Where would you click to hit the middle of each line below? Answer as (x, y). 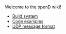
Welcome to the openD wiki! (33, 7)
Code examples (28, 21)
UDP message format (33, 26)
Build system (25, 16)
